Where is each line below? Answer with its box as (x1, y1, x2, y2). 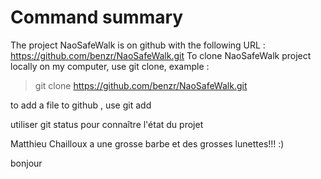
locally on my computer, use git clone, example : (10, 60, 210, 72)
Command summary (10, 6, 184, 29)
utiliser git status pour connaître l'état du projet (10, 118, 204, 130)
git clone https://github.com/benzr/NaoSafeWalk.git (34, 79, 248, 91)
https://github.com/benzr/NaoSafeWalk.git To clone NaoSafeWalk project (10, 49, 312, 61)
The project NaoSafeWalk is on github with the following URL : (10, 39, 266, 51)
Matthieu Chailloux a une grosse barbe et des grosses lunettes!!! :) (10, 137, 285, 150)
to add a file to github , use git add (10, 99, 152, 111)
